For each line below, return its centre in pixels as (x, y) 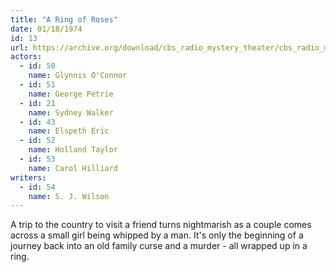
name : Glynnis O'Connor (78, 76)
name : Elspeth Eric (69, 131)
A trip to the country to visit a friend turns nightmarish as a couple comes (161, 225)
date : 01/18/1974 (46, 29)
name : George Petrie (71, 94)
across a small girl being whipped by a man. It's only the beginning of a (157, 235)
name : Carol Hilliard (73, 168)
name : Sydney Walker (71, 112)
